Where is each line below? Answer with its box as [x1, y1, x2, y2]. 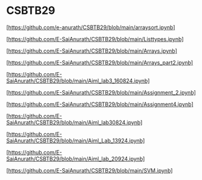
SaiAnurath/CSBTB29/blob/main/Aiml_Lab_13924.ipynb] [6, 137, 145, 144]
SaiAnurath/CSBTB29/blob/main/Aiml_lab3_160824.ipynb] [6, 77, 150, 84]
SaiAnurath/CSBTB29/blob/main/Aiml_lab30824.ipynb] [6, 119, 143, 126]
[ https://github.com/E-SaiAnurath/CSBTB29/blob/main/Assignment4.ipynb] [6, 101, 194, 108]
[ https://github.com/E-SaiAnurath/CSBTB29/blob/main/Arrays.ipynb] [6, 47, 177, 55]
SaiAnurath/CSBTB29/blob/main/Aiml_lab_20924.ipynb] [6, 155, 145, 162]
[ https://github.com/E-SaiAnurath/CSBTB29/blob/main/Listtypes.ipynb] [6, 35, 184, 42]
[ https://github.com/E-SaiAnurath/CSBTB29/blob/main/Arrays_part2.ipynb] [6, 59, 194, 66]
